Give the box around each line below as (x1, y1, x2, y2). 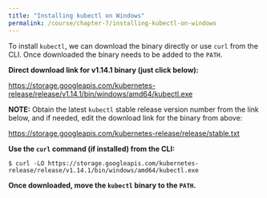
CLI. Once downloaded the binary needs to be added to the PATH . (8, 49, 223, 59)
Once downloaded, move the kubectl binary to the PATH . (8, 180, 196, 190)
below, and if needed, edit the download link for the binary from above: (8, 113, 243, 122)
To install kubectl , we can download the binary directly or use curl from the (8, 41, 259, 50)
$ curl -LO (8, 159, 45, 168)
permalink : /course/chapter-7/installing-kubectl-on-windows (8, 19, 217, 27)
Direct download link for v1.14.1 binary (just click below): (8, 65, 199, 74)
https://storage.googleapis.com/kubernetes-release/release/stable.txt (8, 129, 241, 138)
